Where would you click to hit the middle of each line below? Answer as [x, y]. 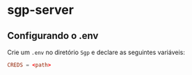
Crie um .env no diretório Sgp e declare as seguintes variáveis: [96, 52]
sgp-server [41, 10]
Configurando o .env [53, 36]
